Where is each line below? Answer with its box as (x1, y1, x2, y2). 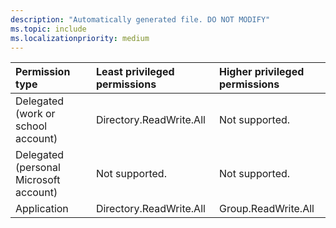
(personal (15, 161, 61, 175)
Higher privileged (219, 65, 305, 79)
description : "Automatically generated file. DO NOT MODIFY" (10, 14, 271, 25)
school (15, 119, 48, 133)
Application (15, 202, 69, 216)
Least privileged (95, 65, 175, 79)
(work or (15, 107, 56, 121)
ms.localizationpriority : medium (10, 33, 150, 43)
